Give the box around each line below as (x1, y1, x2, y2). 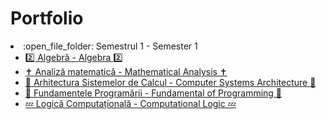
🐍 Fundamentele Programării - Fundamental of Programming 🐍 (24, 87, 283, 99)
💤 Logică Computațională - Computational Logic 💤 (24, 97, 237, 109)
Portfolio (10, 7, 84, 30)
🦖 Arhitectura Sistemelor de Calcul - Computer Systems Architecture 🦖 (24, 76, 317, 88)
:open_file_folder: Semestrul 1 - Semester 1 (23, 40, 198, 52)
